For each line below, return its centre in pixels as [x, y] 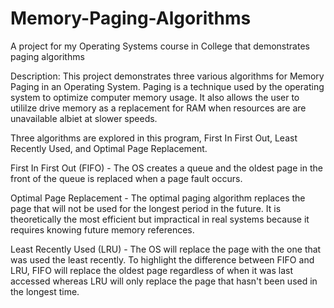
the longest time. [45, 291]
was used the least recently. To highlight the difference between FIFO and [162, 259]
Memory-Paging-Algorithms [131, 18]
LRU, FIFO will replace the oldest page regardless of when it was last [152, 270]
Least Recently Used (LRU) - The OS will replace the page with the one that [166, 249]
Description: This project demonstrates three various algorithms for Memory [167, 76]
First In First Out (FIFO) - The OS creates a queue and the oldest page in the [166, 168]
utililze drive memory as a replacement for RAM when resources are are [158, 108]
